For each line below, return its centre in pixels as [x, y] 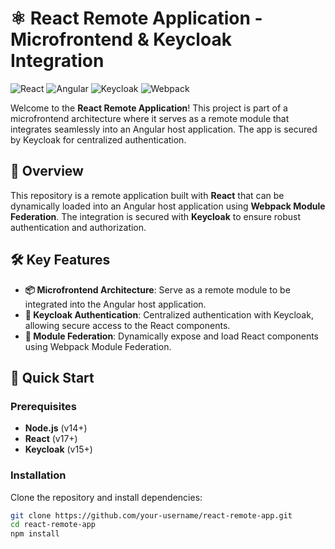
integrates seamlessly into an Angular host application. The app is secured [164, 129]
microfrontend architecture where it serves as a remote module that [150, 118]
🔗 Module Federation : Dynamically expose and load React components [172, 336]
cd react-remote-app [53, 525]
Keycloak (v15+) [58, 449]
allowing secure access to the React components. [127, 325]
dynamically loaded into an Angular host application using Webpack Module [168, 206]
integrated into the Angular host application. [115, 304]
